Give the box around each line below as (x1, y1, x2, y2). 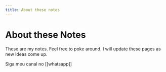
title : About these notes (5, 7, 60, 13)
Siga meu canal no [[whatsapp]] (5, 61, 72, 67)
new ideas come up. (5, 51, 48, 57)
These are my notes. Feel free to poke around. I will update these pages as (5, 46, 161, 52)
